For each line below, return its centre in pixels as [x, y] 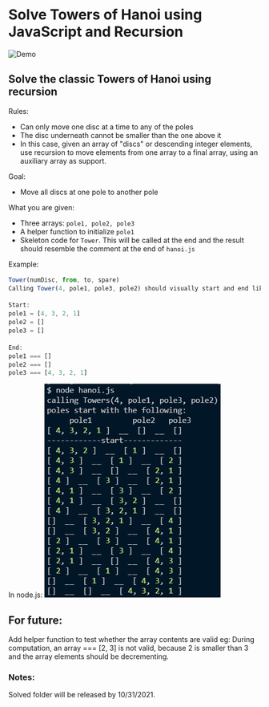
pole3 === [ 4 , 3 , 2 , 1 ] [48, 373]
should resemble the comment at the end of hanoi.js [108, 248]
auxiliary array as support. [63, 160]
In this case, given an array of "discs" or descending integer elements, [136, 144]
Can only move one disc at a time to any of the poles [106, 127]
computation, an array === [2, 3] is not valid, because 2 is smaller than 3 [128, 648]
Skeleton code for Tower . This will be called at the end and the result [132, 240]
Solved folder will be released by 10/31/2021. [82, 695]
